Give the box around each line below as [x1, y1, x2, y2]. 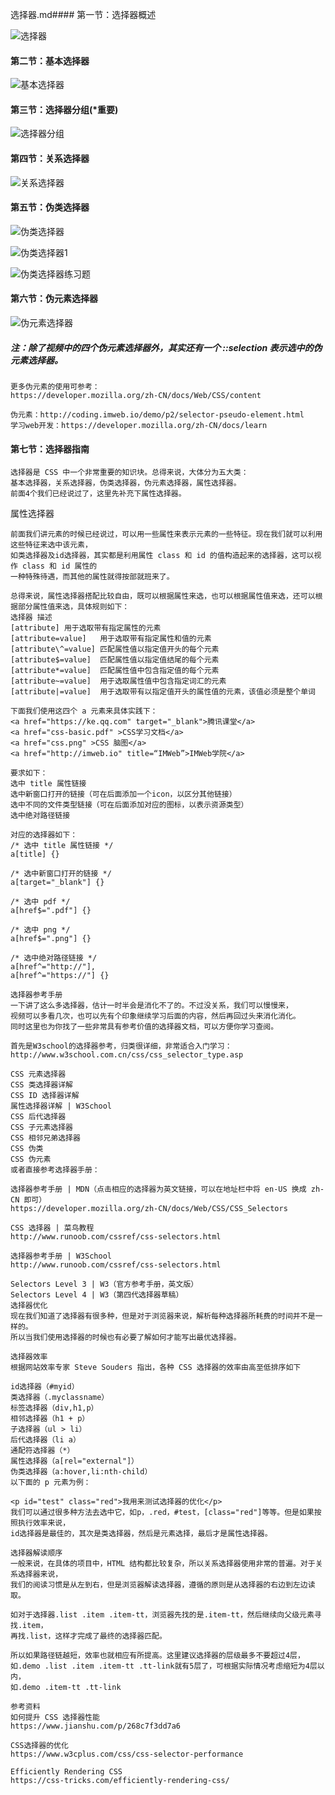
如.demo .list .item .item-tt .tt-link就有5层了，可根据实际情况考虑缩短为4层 [10, 1661, 318, 1672]
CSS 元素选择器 [10, 1069, 67, 1080]
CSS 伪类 [10, 1144, 44, 1154]
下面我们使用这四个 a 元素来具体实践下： [10, 706, 158, 717]
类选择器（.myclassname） [10, 1393, 110, 1403]
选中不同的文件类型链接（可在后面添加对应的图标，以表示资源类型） [10, 800, 249, 810]
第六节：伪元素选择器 [10, 293, 98, 305]
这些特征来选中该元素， [10, 540, 93, 550]
